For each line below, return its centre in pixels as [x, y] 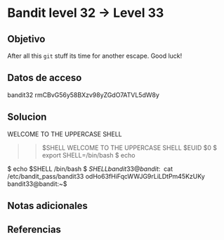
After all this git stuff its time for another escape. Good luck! [95, 56]
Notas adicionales [47, 206]
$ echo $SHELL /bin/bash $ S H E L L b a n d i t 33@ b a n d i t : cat [90, 169]
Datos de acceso [45, 78]
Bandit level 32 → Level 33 [86, 13]
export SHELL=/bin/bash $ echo [88, 155]
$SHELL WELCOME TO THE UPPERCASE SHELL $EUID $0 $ [130, 147]
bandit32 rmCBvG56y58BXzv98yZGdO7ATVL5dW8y [84, 95]
